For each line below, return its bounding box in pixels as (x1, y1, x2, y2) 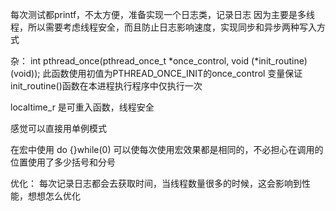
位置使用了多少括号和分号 (10, 156, 116, 168)
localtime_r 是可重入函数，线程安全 (10, 101, 155, 113)
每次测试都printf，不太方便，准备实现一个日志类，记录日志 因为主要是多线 (10, 9, 315, 20)
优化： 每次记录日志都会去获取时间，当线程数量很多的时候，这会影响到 (10, 178, 302, 189)
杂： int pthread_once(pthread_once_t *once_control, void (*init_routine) (10, 55, 308, 67)
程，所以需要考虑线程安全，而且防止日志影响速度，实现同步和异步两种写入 (10, 21, 317, 33)
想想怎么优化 (27, 190, 81, 202)
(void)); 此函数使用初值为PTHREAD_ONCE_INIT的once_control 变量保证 (10, 68, 303, 79)
